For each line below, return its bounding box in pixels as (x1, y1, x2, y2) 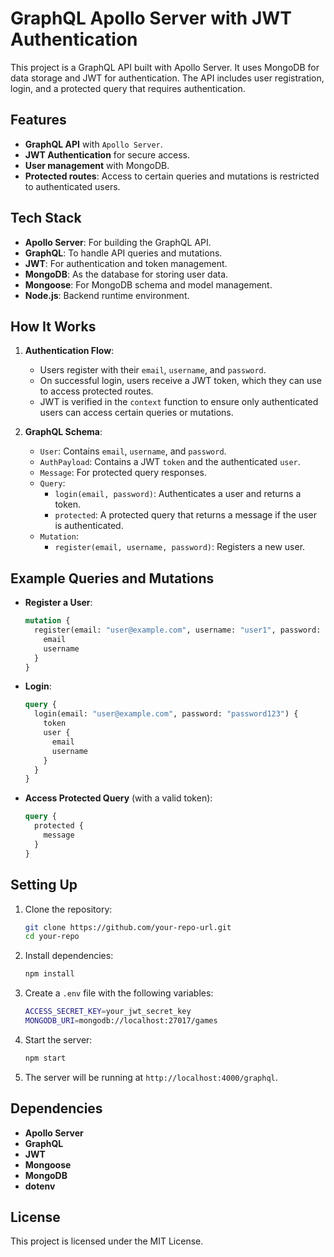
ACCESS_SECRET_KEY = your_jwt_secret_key (24, 1007, 192, 1017)
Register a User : (24, 597, 93, 609)
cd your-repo (24, 932, 80, 942)
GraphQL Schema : (24, 426, 103, 438)
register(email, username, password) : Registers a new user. (54, 541, 306, 553)
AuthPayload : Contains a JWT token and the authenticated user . (39, 456, 301, 468)
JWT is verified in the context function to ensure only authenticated (39, 396, 319, 408)
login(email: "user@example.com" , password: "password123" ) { (34, 709, 299, 719)
